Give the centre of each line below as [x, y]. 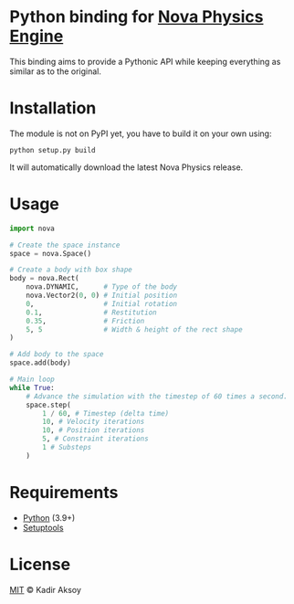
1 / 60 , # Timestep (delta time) [106, 413]
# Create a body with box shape [71, 270]
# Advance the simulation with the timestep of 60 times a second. [157, 396]
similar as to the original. [56, 71]
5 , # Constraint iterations [95, 439]
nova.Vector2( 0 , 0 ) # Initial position [102, 296]
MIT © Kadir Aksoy [46, 589]
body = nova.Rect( [44, 279]
